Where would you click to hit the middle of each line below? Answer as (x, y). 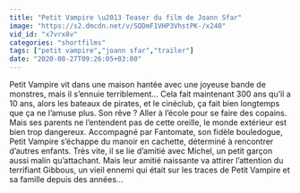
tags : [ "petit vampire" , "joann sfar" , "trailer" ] (102, 51)
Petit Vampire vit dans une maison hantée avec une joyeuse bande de (138, 84)
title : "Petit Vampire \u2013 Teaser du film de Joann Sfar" (126, 17)
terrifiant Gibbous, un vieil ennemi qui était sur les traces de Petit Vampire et (150, 170)
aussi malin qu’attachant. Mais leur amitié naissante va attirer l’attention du (146, 160)
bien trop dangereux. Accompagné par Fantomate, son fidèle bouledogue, (146, 132)
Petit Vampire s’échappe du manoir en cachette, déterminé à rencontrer (141, 141)
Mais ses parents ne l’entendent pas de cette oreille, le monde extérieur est (148, 122)
